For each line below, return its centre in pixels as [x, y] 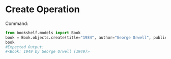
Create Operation [42, 9]
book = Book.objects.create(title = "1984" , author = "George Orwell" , [78, 37]
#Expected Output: [25, 47]
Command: [17, 23]
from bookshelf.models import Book [43, 33]
